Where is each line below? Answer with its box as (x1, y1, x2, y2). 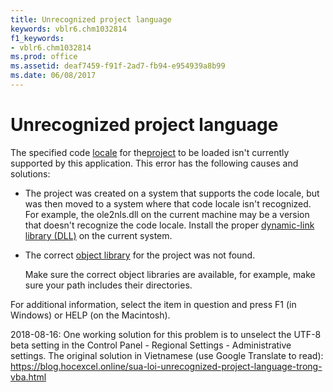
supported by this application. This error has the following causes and (10, 157, 299, 169)
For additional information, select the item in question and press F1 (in (10, 298, 297, 310)
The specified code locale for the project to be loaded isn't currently (10, 146, 290, 158)
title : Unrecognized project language (10, 14, 172, 25)
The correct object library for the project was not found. (24, 249, 256, 261)
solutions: (10, 167, 51, 180)
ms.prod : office (10, 52, 78, 62)
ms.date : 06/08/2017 (10, 71, 97, 81)
